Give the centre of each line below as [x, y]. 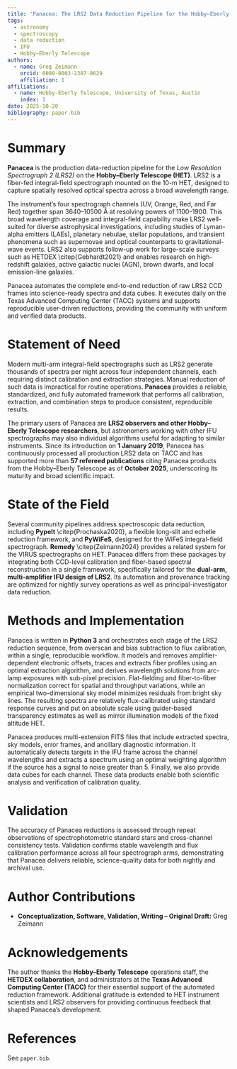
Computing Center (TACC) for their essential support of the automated [111, 987]
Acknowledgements [68, 952]
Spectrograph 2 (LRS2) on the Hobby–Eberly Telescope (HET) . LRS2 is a [114, 175]
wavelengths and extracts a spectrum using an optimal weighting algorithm [117, 759]
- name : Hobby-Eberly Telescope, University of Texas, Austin [107, 93]
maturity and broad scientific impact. [61, 475]
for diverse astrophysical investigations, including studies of [115, 226]
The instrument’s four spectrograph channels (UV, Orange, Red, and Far [112, 204]
